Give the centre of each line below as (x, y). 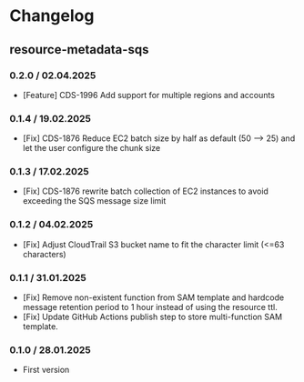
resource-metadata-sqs (79, 50)
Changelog (52, 16)
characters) (44, 254)
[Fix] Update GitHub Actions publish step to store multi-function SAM (152, 317)
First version (46, 370)
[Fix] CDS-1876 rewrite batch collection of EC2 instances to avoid (145, 191)
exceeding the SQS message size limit (94, 201)
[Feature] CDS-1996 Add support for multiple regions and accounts (149, 95)
